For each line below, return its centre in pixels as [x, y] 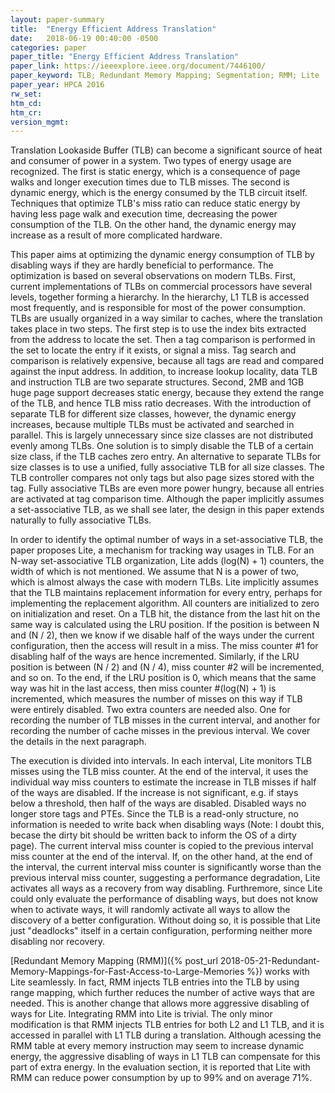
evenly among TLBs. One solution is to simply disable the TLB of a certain [162, 446]
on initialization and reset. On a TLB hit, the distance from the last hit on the [165, 614]
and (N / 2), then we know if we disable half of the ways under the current [162, 635]
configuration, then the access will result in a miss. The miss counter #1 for [164, 646]
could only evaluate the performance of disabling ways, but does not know [164, 899]
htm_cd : [26, 103]
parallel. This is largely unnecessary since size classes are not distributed [162, 435]
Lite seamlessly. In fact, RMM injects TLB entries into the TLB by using [155, 982]
